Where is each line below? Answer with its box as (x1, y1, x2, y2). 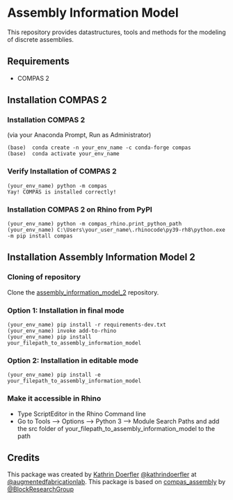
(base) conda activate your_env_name (7, 150, 120, 157)
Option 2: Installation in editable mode (7, 355, 139, 365)
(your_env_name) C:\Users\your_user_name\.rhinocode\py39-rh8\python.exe (7, 226, 226, 234)
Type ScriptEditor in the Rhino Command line (17, 409, 146, 418)
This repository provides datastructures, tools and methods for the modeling (7, 28, 226, 36)
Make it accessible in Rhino (7, 393, 102, 403)
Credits (7, 452, 40, 464)
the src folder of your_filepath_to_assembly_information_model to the (17, 424, 216, 432)
